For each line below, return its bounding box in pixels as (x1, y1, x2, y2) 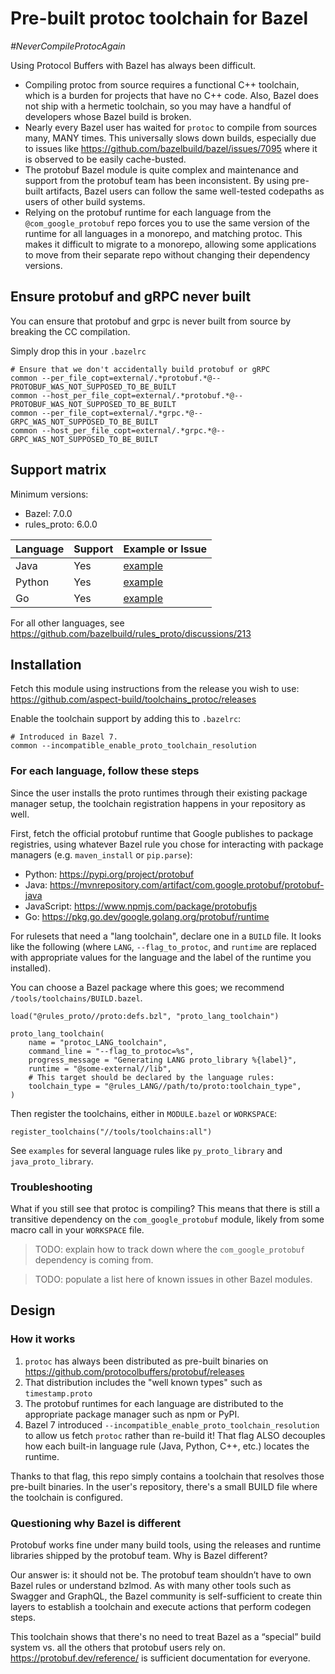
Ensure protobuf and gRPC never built (10, 288, 252, 306)
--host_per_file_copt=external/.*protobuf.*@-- (41, 390, 244, 401)
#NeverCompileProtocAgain (10, 40, 126, 52)
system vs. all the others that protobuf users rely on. (10, 1641, 226, 1653)
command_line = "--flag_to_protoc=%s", (28, 1046, 195, 1056)
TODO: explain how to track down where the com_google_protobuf (34, 1243, 306, 1255)
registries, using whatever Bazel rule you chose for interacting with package (10, 838, 324, 850)
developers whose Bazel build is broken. (24, 110, 192, 122)
